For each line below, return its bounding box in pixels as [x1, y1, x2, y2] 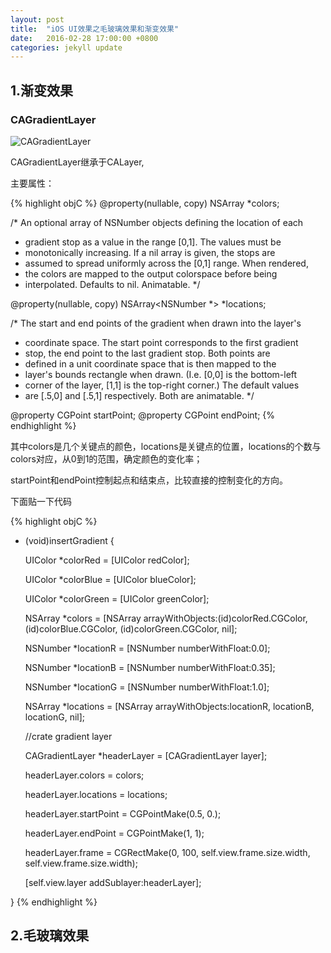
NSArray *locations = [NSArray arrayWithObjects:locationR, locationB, [24, 700, 315, 712]
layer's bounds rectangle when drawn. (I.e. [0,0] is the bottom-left [24, 368, 298, 380]
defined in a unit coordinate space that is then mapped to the [24, 357, 277, 370]
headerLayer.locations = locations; [24, 788, 168, 800]
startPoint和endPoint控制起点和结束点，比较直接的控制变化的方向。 [10, 474, 288, 486]
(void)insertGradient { [24, 534, 115, 546]
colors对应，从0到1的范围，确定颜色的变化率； [10, 452, 203, 465]
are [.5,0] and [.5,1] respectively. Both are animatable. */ [24, 389, 255, 401]
